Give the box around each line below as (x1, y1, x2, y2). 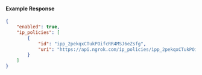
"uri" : (37, 46, 55, 53)
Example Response (5, 5, 55, 12)
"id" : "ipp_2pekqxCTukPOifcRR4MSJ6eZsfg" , (37, 41, 147, 47)
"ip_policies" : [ (16, 29, 60, 36)
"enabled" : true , (16, 24, 60, 30)
